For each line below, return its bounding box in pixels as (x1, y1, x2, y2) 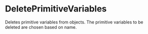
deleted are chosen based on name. (5, 24, 77, 30)
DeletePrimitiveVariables (5, 3, 107, 14)
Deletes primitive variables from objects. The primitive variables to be (5, 19, 144, 25)
